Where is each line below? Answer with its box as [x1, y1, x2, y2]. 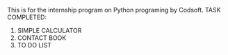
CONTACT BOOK [17, 34, 67, 42]
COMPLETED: [7, 13, 47, 21]
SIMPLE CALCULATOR [17, 27, 82, 34]
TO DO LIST [17, 41, 52, 49]
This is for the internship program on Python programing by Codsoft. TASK [7, 6, 221, 14]
